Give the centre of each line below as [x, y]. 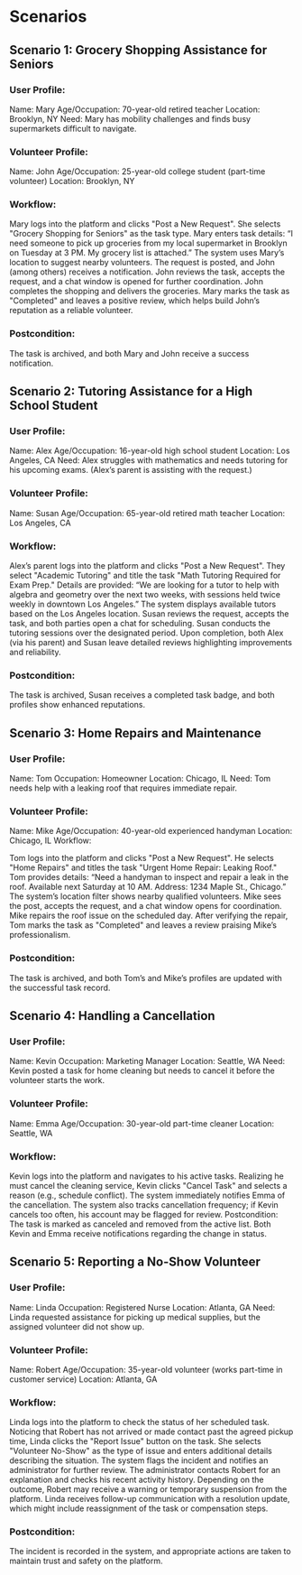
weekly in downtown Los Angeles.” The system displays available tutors [143, 604]
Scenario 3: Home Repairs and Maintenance [135, 733]
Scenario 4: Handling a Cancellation [112, 1016]
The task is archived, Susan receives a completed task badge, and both [142, 695]
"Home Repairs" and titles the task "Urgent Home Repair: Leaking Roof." [143, 867]
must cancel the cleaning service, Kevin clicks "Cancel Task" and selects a [148, 1185]
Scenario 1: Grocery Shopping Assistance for [138, 50]
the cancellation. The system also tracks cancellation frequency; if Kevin [144, 1204]
